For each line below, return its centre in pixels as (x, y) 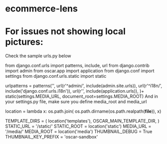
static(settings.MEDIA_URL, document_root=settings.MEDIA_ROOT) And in (82, 96)
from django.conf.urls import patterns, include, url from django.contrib (77, 66)
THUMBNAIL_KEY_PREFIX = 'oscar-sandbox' (52, 137)
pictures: (24, 42)
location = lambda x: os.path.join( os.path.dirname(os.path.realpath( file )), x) (83, 111)
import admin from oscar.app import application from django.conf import (80, 71)
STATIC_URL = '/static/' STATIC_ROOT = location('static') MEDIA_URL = (78, 126)
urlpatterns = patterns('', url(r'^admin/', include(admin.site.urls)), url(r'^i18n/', (84, 86)
